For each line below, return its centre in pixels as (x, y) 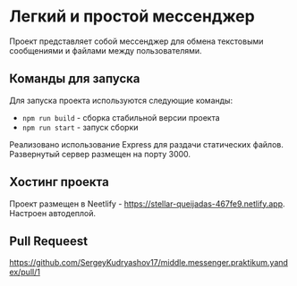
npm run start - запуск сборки (80, 127)
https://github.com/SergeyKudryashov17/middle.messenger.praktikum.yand (149, 263)
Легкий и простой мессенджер (132, 17)
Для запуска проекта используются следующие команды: (121, 100)
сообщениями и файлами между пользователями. (106, 50)
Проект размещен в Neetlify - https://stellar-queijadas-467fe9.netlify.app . (147, 204)
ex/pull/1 (25, 272)
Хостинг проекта (59, 182)
